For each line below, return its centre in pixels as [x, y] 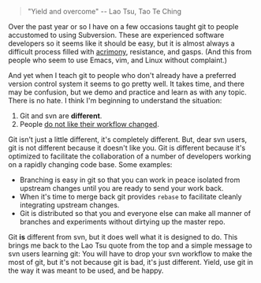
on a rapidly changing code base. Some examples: [90, 164]
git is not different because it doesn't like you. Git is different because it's [127, 148]
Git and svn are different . [61, 116]
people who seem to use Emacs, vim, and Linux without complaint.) [117, 60]
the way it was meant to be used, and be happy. [86, 270]
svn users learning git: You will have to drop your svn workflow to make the [130, 254]
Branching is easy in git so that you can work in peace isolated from [130, 180]
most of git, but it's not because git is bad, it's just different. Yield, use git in [131, 262]
